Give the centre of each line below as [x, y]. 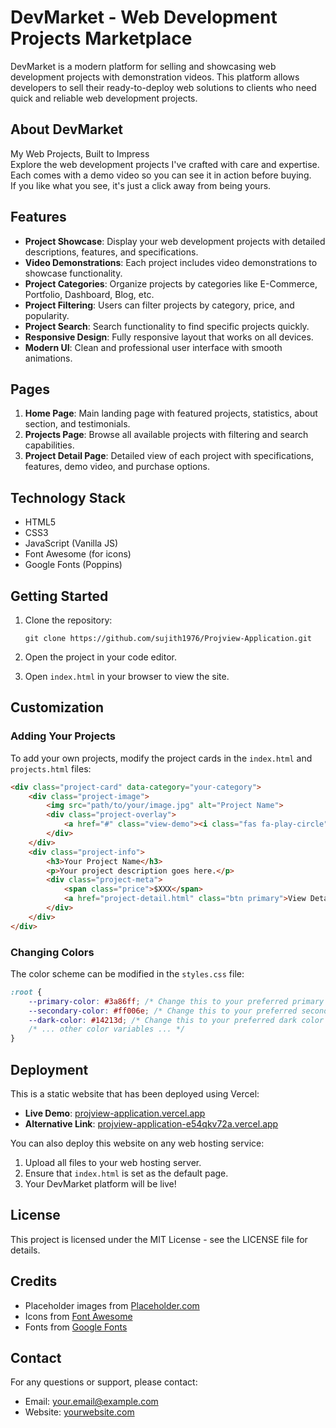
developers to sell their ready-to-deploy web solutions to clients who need [163, 87]
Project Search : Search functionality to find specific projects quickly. [167, 326]
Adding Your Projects [63, 736]
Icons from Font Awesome [78, 1316]
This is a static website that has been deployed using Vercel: [135, 1094]
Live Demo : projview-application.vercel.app [115, 1113]
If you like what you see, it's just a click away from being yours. [141, 185]
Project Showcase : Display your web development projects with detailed [175, 241]
